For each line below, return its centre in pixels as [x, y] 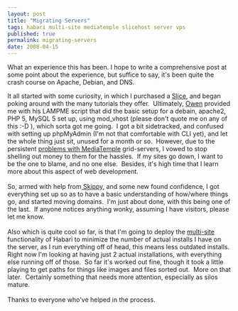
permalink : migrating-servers [52, 40]
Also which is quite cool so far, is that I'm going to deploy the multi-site [111, 232]
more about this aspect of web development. [73, 171]
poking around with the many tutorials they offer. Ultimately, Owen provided [119, 103]
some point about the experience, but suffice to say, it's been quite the [111, 75]
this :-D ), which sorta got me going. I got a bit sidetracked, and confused [115, 126]
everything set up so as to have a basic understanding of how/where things [118, 194]
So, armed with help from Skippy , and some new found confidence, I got [113, 186]
